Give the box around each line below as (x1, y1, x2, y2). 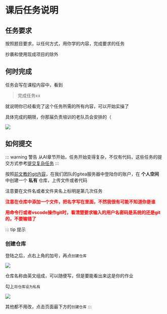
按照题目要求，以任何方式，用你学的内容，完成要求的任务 (5, 41, 125, 46)
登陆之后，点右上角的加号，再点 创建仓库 (5, 253, 87, 259)
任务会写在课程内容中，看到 (5, 82, 63, 88)
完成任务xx (17, 92, 41, 98)
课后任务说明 (5, 5, 59, 16)
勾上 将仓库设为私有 (5, 283, 41, 289)
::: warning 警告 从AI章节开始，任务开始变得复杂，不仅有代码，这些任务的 (5, 154, 158, 160)
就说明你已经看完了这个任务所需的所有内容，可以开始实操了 (5, 103, 129, 109)
